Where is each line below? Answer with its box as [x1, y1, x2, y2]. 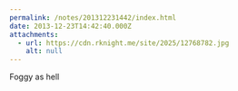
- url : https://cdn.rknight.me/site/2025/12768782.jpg [17, 38, 230, 48]
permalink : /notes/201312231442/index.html [9, 13, 177, 23]
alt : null [25, 47, 64, 56]
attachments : [9, 30, 59, 39]
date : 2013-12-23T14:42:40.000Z [9, 22, 132, 31]
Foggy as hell [9, 71, 60, 82]
